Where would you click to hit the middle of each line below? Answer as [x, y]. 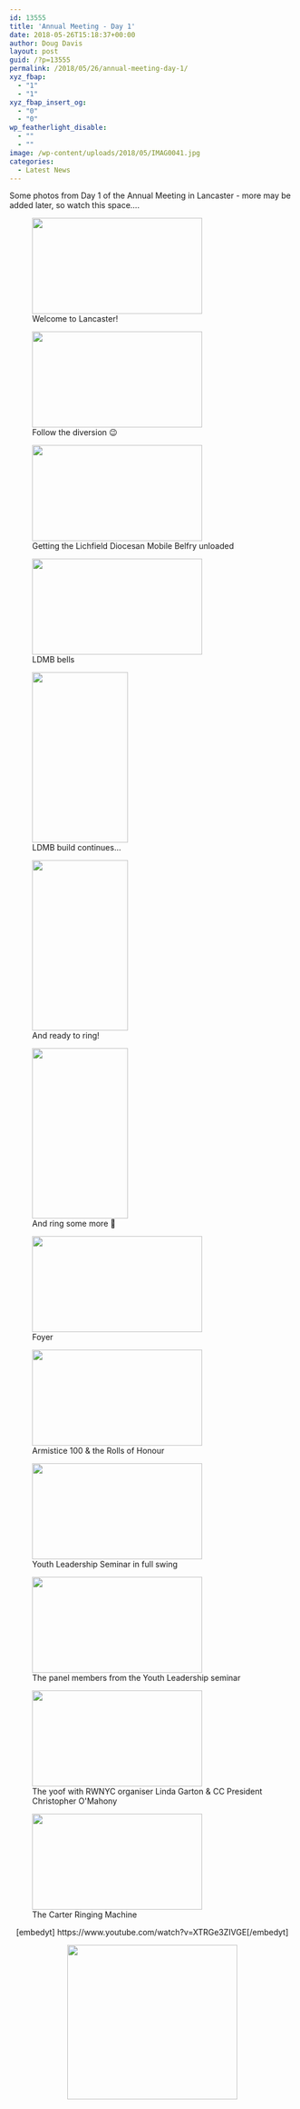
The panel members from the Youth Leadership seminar [136, 1678]
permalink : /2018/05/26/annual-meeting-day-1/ [99, 69]
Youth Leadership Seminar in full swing [105, 1565]
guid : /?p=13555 [40, 60]
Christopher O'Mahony [75, 1801]
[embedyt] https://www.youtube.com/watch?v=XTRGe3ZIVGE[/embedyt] [152, 1933]
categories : [32, 161]
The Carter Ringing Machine [85, 1915]
